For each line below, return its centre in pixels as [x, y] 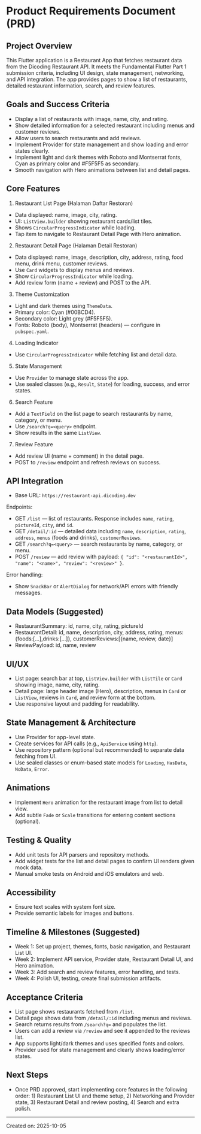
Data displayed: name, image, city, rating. [66, 214]
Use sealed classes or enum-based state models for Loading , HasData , [101, 763]
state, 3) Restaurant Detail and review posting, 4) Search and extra [97, 1102]
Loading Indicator [36, 343]
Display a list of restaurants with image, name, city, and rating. [92, 119]
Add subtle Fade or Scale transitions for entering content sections [95, 815]
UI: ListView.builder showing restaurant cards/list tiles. [83, 221]
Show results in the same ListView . [58, 433]
